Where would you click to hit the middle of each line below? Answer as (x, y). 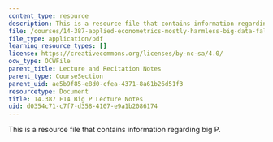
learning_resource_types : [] (58, 46)
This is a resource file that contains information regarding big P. (115, 130)
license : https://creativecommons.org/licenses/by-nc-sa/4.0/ (116, 54)
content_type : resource (49, 16)
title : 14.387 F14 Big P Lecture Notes (76, 99)
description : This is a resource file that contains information (121, 24)
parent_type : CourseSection (56, 76)
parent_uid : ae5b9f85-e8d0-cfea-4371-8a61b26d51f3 (96, 84)
